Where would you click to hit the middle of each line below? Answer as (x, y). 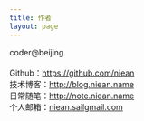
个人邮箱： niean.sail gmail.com (67, 106)
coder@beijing (37, 52)
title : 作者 (30, 18)
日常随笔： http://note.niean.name (72, 96)
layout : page (34, 26)
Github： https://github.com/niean (72, 73)
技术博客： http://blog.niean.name (72, 84)
